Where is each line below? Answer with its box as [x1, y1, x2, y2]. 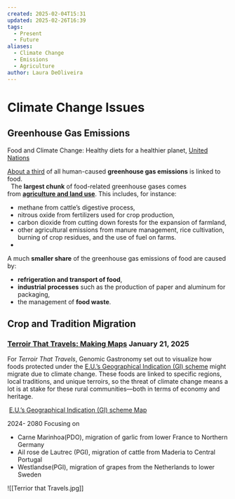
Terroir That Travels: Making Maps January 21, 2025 [7, 339, 189, 349]
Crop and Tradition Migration [7, 318, 136, 330]
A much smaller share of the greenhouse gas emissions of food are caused [7, 254, 227, 262]
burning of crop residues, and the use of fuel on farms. [17, 233, 177, 241]
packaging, [17, 290, 51, 299]
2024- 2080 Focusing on [7, 420, 80, 428]
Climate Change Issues [7, 99, 145, 115]
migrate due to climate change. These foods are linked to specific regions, [7, 370, 222, 378]
